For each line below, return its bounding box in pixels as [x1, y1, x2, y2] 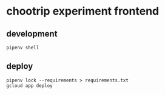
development [6, 29, 58, 39]
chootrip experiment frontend [6, 4, 160, 18]
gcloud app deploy [6, 82, 53, 89]
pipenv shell [6, 44, 39, 51]
